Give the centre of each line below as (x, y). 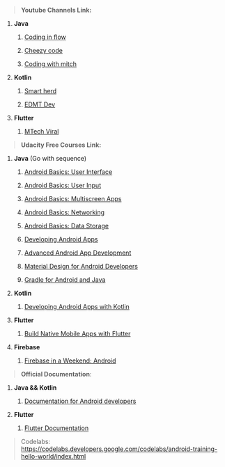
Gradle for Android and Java (65, 280)
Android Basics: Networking (64, 212)
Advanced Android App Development (78, 253)
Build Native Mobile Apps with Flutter (77, 334)
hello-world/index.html (53, 456)
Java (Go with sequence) (50, 158)
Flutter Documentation (56, 428)
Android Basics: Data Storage (67, 226)
